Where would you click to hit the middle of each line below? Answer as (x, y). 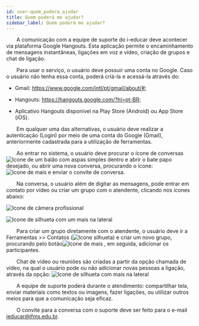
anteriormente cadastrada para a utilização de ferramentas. (79, 142)
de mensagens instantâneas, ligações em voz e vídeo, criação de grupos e (98, 52)
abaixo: (15, 197)
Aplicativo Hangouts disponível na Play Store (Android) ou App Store (99, 111)
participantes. (23, 250)
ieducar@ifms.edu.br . (33, 316)
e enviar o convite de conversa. (86, 172)
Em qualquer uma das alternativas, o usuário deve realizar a (90, 129)
